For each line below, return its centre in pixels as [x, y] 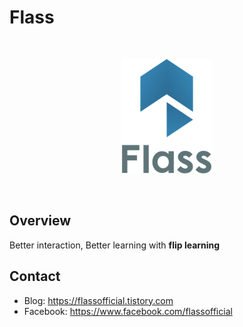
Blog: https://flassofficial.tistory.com [98, 300]
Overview [40, 221]
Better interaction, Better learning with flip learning [115, 245]
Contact [35, 276]
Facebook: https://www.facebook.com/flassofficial [128, 311]
